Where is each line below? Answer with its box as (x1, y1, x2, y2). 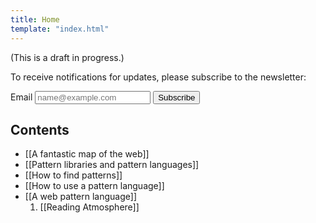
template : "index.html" (10, 24, 110, 34)
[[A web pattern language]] (24, 191, 137, 203)
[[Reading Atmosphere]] (39, 201, 140, 213)
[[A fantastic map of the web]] (24, 148, 150, 160)
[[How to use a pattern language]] (24, 180, 165, 192)
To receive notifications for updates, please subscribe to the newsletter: (10, 71, 307, 83)
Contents (10, 121, 70, 138)
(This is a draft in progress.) (10, 51, 125, 63)
